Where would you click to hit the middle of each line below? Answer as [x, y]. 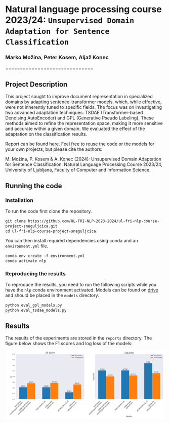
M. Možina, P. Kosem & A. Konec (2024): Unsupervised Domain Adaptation [83, 159]
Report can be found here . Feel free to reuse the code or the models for [80, 144]
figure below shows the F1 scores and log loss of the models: [69, 344]
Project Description [36, 84]
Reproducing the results [35, 273]
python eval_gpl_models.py [34, 305]
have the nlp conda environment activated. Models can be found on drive [82, 290]
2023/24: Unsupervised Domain [70, 20]
